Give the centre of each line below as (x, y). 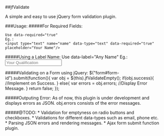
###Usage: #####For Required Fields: (44, 26)
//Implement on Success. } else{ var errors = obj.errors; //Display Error (76, 83)
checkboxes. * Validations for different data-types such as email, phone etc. (82, 118)
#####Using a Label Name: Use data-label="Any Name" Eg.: (66, 57)
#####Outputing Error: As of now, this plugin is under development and (77, 98)
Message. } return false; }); (32, 88)
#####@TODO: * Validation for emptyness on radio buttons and (70, 113)
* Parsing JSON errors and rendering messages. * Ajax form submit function (82, 123)
